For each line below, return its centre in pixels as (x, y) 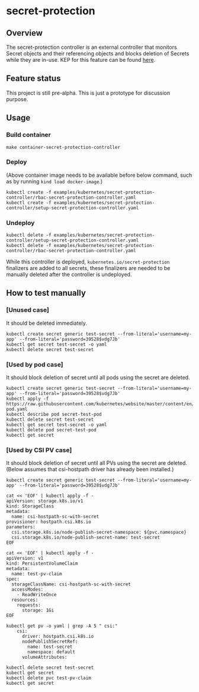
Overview (25, 33)
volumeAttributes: (44, 657)
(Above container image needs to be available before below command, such (99, 175)
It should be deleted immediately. (47, 323)
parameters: (21, 527)
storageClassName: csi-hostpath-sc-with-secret (71, 584)
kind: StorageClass (30, 506)
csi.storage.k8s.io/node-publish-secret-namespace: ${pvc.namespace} (99, 533)
